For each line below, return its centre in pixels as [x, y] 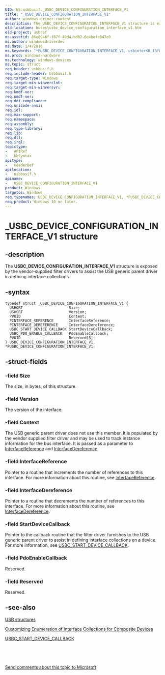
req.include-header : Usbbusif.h [38, 74]
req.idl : [14, 110]
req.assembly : [20, 124]
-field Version [22, 399]
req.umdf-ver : [20, 96]
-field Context [22, 422]
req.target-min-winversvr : [33, 87]
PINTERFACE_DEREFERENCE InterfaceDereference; [62, 325]
